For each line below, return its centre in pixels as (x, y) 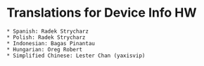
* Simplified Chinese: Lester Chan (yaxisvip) (76, 56)
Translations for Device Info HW (102, 13)
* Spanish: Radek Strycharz (48, 31)
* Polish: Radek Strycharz (46, 37)
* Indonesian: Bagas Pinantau (51, 43)
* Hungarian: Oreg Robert (44, 49)
